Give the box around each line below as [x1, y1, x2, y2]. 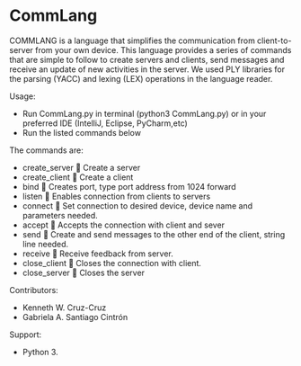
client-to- [257, 35, 292, 46]
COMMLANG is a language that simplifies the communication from [9, 35, 256, 46]
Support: [9, 329, 42, 340]
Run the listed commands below [22, 127, 142, 138]
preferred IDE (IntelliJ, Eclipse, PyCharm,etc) [22, 118, 189, 129]
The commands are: [9, 145, 84, 156]
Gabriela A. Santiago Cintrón [22, 311, 128, 322]
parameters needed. [22, 210, 99, 220]
